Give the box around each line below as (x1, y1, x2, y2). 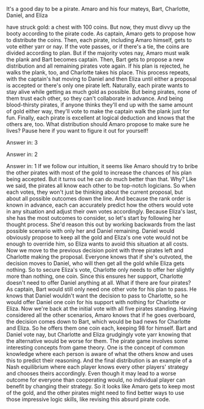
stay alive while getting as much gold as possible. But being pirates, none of (6, 88, 197, 95)
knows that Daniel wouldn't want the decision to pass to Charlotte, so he (6, 292, 188, 299)
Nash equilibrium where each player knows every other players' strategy (6, 363, 189, 371)
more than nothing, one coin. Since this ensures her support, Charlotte (6, 272, 183, 280)
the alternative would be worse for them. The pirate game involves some (6, 338, 188, 344)
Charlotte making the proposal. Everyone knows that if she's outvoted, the (6, 253, 193, 260)
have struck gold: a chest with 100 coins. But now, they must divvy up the (6, 24, 191, 30)
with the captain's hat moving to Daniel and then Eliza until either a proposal (6, 76, 197, 82)
